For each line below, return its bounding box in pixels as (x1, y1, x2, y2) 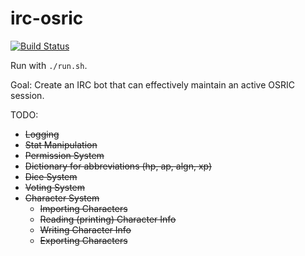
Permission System (24, 149, 105, 161)
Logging (24, 128, 60, 140)
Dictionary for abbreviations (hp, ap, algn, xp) (24, 160, 213, 172)
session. (10, 89, 45, 101)
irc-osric (10, 7, 84, 30)
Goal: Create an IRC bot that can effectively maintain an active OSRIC (10, 78, 295, 91)
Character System (24, 192, 100, 204)
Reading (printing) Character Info (39, 213, 177, 225)
